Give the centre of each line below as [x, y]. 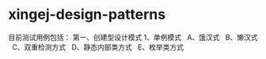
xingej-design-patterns [87, 15]
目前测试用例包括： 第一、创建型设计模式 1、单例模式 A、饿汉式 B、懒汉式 [133, 37]
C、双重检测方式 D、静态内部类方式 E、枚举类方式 [98, 47]
